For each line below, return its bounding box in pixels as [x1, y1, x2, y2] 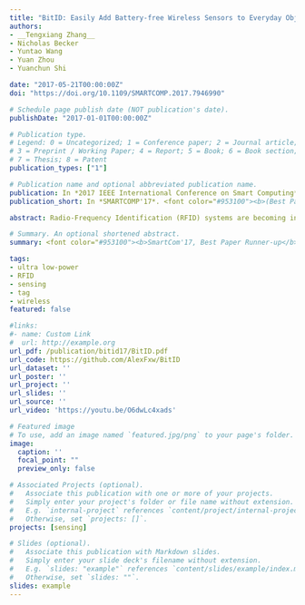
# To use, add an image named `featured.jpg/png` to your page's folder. [9, 430, 295, 440]
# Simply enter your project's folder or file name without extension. [9, 497, 295, 506]
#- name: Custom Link [9, 330, 92, 339]
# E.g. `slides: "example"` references [9, 564, 169, 573]
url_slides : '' [9, 389, 67, 398]
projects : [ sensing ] [9, 522, 88, 532]
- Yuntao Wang [9, 47, 64, 56]
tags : [9, 255, 30, 264]
